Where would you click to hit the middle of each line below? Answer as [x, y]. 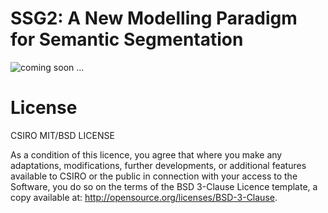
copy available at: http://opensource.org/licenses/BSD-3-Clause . [144, 197]
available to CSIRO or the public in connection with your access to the [154, 176]
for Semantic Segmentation [127, 39]
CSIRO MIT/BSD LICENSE [62, 135]
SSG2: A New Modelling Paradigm [154, 18]
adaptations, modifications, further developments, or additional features [158, 165]
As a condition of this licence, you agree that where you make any [146, 154]
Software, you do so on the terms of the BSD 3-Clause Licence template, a [164, 186]
